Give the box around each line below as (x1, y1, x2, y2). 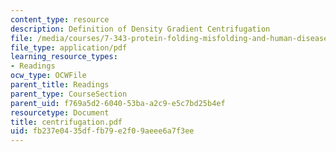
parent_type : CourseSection (10, 89, 128, 99)
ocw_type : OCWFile (10, 71, 87, 81)
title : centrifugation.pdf (10, 117, 123, 127)
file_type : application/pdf (10, 42, 128, 53)
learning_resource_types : (10, 52, 118, 62)
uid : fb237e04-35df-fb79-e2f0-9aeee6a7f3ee (10, 126, 195, 136)
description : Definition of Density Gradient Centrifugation (10, 24, 271, 34)
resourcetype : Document (10, 107, 110, 118)
